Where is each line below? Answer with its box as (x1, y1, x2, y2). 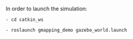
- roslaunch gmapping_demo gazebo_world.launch (5, 27, 128, 33)
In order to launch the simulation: (5, 5, 88, 12)
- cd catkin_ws (5, 17, 44, 23)
